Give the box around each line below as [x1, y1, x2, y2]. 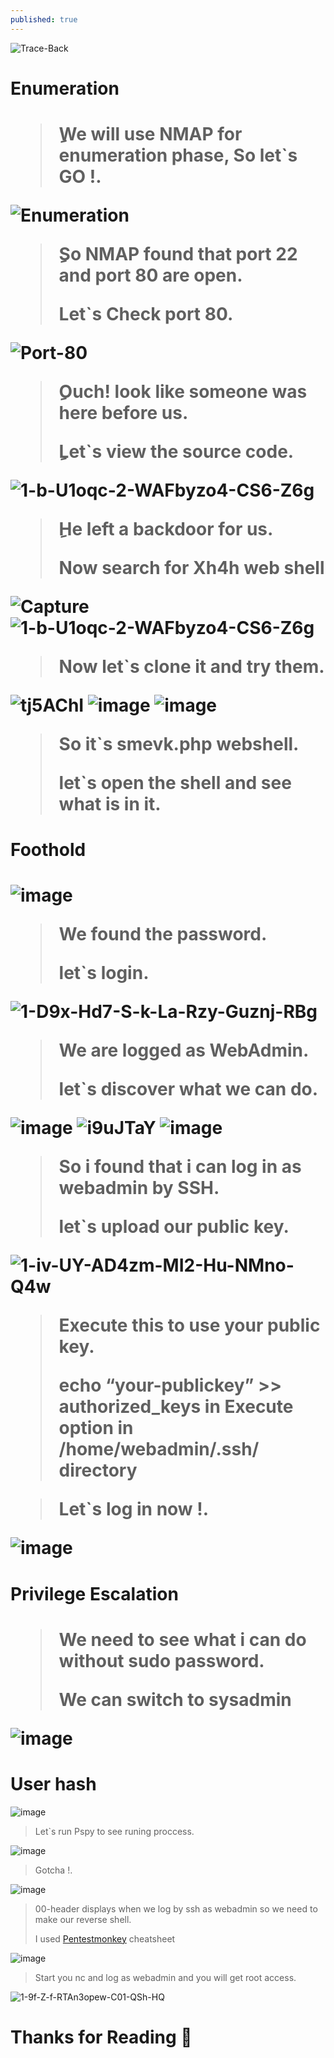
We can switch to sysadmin [58, 1688, 292, 1711]
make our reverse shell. [34, 1913, 132, 1925]
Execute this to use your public [58, 1314, 321, 1337]
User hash [10, 1772, 97, 1795]
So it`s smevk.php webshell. [58, 733, 300, 755]
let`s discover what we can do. [58, 1078, 319, 1101]
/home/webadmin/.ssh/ [58, 1438, 260, 1461]
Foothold [10, 839, 87, 861]
